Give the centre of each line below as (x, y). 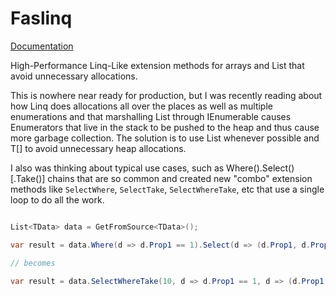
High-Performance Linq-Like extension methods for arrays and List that (157, 65)
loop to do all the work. (57, 199)
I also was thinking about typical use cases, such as (117, 168)
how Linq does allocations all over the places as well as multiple (141, 106)
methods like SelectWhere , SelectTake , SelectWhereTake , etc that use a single (167, 189)
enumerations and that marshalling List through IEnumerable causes (151, 116)
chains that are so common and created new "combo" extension (180, 178)
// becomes (33, 263)
